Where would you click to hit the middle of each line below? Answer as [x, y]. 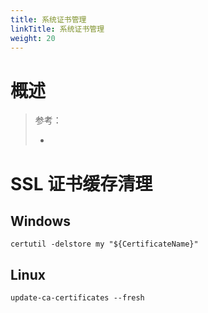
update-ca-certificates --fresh [77, 298]
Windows [40, 221]
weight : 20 [33, 38]
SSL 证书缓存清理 [81, 183]
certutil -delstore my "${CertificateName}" [104, 244]
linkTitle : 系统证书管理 [57, 29]
